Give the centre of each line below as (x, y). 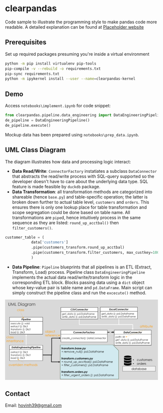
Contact (17, 394)
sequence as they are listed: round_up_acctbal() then (65, 223)
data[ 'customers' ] (49, 242)
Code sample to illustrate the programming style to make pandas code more (81, 22)
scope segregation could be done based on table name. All (71, 212)
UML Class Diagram (35, 150)
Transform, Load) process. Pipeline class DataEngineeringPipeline (79, 272)
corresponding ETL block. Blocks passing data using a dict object (78, 282)
